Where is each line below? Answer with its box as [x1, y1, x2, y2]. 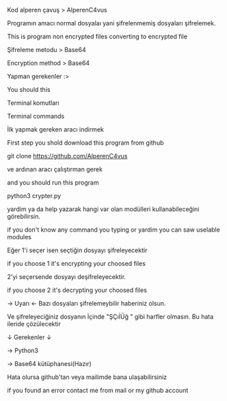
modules [7, 233, 32, 241]
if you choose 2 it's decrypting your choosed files [7, 286, 147, 294]
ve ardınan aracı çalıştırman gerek [7, 165, 103, 173]
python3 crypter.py [7, 192, 62, 199]
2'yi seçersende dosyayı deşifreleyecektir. [7, 273, 126, 280]
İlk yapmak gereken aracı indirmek [7, 125, 104, 133]
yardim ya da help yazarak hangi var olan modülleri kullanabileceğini [7, 205, 200, 213]
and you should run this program [7, 178, 99, 186]
